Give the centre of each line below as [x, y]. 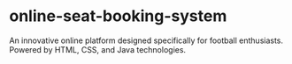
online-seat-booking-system [118, 16]
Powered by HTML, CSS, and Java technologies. [98, 49]
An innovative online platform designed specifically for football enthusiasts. [146, 40]
